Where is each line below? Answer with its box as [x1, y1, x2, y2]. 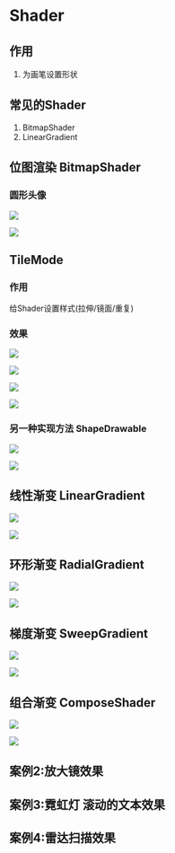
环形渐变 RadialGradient [9, 557, 145, 572]
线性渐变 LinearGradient [9, 488, 145, 504]
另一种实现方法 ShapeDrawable [9, 423, 147, 435]
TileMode [9, 252, 65, 268]
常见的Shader [9, 98, 87, 113]
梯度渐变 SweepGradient [9, 626, 148, 641]
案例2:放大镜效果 [9, 764, 104, 779]
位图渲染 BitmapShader [9, 160, 142, 175]
